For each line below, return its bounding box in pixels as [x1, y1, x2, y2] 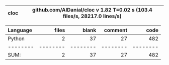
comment [104, 27, 127, 33]
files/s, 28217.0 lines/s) [62, 12, 122, 19]
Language [8, 27, 33, 33]
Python [8, 35, 25, 42]
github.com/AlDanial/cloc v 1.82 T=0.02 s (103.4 [32, 6, 152, 13]
